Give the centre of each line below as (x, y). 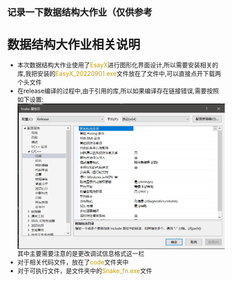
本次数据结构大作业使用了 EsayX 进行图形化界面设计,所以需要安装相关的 (118, 65)
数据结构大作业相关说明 (74, 45)
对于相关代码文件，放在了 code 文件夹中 (73, 262)
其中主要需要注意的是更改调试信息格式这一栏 (81, 253)
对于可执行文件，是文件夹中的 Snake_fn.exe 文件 (85, 271)
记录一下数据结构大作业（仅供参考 (80, 12)
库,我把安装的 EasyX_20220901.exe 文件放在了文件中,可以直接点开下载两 (119, 74)
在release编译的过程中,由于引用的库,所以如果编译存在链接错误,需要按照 (118, 91)
